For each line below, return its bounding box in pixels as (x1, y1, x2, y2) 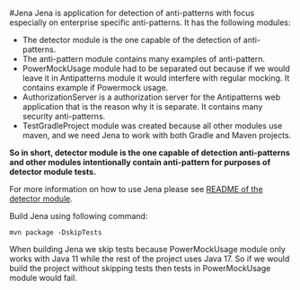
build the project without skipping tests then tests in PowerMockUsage (9, 263, 271, 273)
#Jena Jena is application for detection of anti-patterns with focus (9, 8, 255, 18)
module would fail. (9, 273, 78, 283)
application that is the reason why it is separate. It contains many (22, 101, 263, 111)
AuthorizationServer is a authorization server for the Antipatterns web (22, 92, 281, 102)
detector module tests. (9, 166, 97, 177)
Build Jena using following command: (9, 211, 148, 221)
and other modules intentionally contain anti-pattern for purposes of (9, 157, 271, 167)
